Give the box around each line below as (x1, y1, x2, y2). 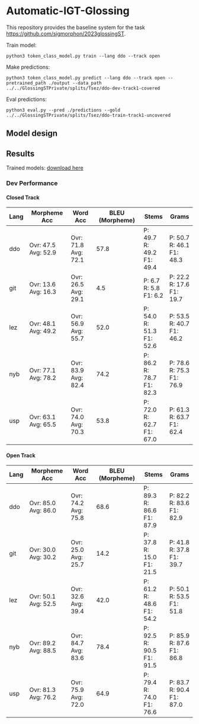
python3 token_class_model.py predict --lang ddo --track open (6, 75, 166, 81)
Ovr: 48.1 (29, 320, 56, 328)
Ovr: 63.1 (29, 413, 56, 422)
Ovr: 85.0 (29, 499, 56, 508)
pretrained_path (6, 80, 46, 86)
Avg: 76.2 (29, 693, 56, 701)
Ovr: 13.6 (29, 280, 56, 289)
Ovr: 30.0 (29, 546, 56, 554)
